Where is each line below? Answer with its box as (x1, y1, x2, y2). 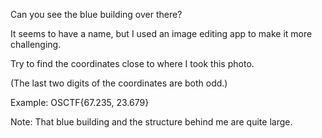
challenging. (10, 39, 62, 50)
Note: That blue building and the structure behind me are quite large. (10, 116, 293, 128)
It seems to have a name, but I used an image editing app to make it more (10, 28, 313, 39)
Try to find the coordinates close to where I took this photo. (10, 58, 255, 69)
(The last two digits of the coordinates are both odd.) (10, 77, 228, 89)
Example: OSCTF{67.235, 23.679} (10, 97, 150, 108)
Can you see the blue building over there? (10, 9, 183, 20)
